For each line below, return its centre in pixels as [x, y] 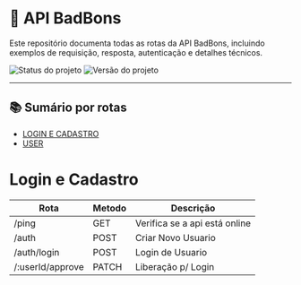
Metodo [110, 208]
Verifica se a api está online [193, 223]
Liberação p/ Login [175, 266]
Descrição [193, 208]
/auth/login [37, 252]
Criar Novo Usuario [176, 237]
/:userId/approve [49, 266]
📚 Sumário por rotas [68, 108]
